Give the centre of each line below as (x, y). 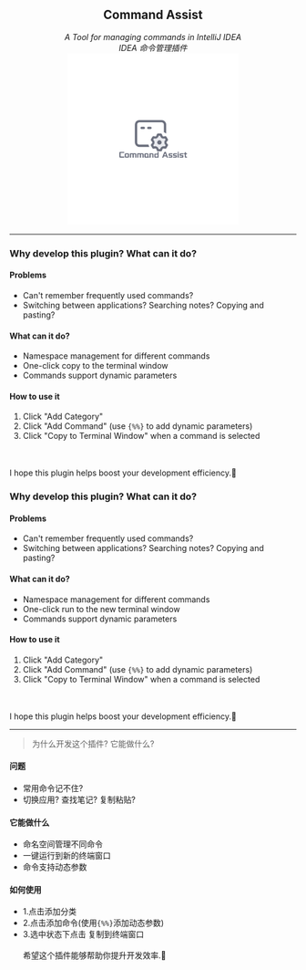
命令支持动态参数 (55, 867)
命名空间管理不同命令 (62, 844)
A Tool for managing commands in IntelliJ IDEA (153, 37)
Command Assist (153, 15)
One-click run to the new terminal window (101, 609)
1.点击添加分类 (50, 912)
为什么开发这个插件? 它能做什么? (93, 744)
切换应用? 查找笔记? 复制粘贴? (79, 800)
